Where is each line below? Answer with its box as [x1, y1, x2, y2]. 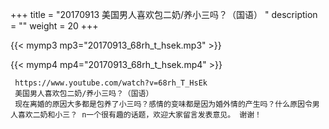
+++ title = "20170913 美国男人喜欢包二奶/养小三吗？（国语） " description [10, 9, 318, 20]
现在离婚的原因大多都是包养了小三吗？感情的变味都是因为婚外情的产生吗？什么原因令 [14, 99, 313, 109]
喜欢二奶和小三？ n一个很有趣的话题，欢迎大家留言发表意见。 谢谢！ [17, 110, 262, 120]
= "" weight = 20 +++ [10, 20, 99, 32]
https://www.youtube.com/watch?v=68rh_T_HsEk [14, 78, 208, 88]
